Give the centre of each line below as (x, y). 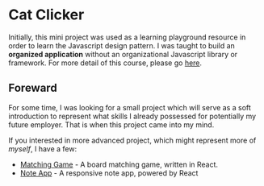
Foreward (33, 88)
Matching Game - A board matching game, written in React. (119, 164)
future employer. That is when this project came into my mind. (111, 124)
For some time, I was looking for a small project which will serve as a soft (130, 107)
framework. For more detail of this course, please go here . (105, 63)
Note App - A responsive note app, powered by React (109, 173)
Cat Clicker (46, 15)
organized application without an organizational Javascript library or (123, 54)
